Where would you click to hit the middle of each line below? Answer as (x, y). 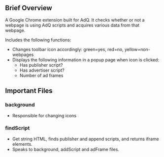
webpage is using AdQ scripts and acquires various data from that (72, 25)
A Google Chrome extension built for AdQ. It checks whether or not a (75, 20)
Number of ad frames (41, 75)
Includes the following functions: (38, 40)
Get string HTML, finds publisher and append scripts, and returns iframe (85, 139)
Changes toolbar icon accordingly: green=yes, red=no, (68, 49)
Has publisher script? (41, 65)
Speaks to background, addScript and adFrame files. (66, 149)
